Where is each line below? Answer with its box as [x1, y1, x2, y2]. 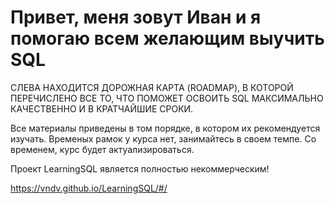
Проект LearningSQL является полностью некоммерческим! [10, 162, 270, 175]
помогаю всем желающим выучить [10, 27, 325, 50]
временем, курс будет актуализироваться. [10, 143, 195, 155]
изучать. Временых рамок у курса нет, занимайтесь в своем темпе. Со [10, 132, 317, 145]
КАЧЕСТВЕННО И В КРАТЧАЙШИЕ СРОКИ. [10, 102, 194, 115]
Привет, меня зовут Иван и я [10, 6, 262, 29]
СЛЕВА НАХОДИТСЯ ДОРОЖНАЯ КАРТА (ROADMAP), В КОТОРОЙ [10, 81, 294, 93]
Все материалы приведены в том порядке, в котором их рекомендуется [10, 122, 321, 134]
